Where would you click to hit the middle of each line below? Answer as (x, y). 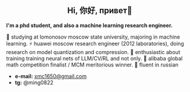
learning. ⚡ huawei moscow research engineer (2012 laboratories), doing (95, 43)
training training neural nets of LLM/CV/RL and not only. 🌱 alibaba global (94, 58)
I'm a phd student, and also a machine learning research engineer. (90, 25)
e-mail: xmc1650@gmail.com (51, 76)
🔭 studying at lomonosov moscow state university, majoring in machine (93, 37)
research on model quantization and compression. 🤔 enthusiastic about (93, 52)
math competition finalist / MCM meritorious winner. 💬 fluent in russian (92, 65)
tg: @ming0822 (34, 83)
